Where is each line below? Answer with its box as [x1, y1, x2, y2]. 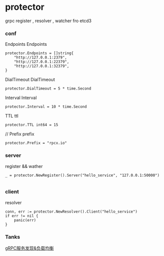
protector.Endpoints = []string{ [5, 51, 74, 56]
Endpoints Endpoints [5, 41, 47, 47]
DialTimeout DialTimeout [5, 77, 55, 83]
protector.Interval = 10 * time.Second [5, 104, 87, 109]
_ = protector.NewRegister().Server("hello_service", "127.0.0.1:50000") [5, 173, 160, 178]
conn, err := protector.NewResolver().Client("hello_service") [5, 209, 138, 214]
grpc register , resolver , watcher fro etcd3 [5, 18, 92, 24]
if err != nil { [5, 213, 38, 218]
